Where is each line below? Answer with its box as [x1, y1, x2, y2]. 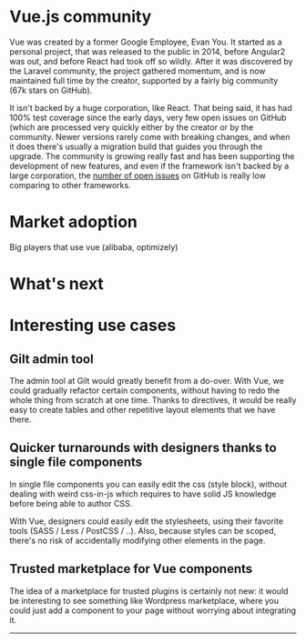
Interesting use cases [9, 316, 177, 336]
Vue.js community [9, 6, 152, 27]
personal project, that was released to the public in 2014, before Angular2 [9, 45, 286, 56]
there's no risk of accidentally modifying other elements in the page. [9, 535, 266, 546]
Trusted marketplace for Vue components [9, 561, 253, 577]
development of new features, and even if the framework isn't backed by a [9, 160, 290, 171]
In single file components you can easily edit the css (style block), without [9, 478, 288, 489]
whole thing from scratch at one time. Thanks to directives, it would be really [9, 395, 297, 406]
